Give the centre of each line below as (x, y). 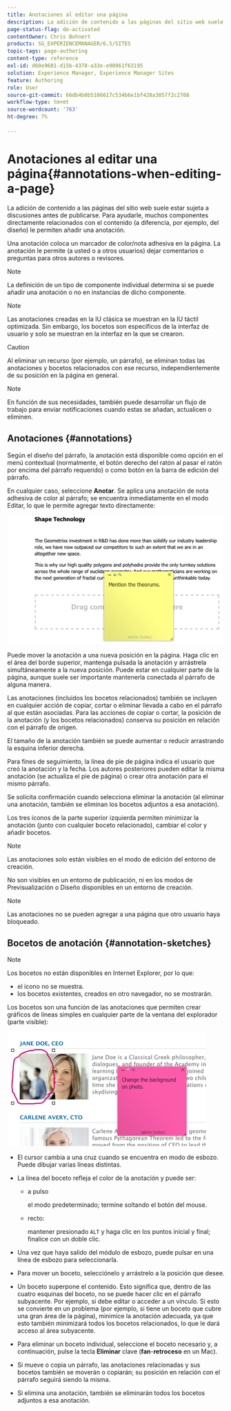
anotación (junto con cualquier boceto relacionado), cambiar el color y (107, 825)
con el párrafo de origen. (42, 727)
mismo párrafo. (29, 783)
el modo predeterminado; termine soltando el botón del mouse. (117, 1205)
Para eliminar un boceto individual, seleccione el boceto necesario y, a (117, 1344)
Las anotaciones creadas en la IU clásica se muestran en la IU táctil (103, 319)
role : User (23, 88)
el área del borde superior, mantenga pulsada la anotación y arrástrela (107, 662)
